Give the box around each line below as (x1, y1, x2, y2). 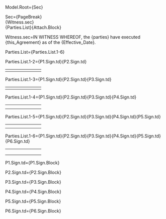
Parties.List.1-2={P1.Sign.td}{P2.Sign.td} (5, 59, 87, 64)
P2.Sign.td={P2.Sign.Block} (5, 169, 62, 175)
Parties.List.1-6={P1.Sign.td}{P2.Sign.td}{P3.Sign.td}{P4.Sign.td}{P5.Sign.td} (5, 133, 162, 139)
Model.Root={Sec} (5, 4, 43, 10)
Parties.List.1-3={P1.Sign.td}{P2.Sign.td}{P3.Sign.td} (5, 77, 112, 82)
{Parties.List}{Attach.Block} (5, 24, 62, 30)
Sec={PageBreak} (5, 14, 42, 19)
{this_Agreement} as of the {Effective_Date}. (5, 39, 96, 45)
